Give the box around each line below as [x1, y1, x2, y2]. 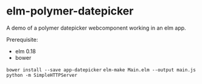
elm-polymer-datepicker [6, 4, 134, 18]
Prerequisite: [6, 36, 38, 43]
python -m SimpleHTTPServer [6, 72, 78, 78]
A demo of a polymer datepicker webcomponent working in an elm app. [6, 24, 187, 31]
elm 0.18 [15, 47, 37, 55]
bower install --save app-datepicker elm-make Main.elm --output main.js [6, 66, 196, 73]
